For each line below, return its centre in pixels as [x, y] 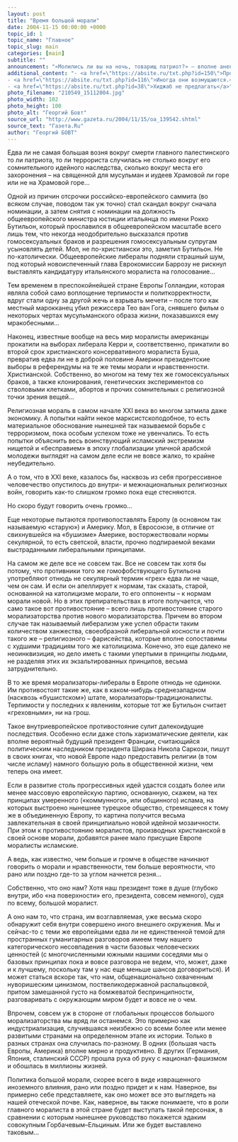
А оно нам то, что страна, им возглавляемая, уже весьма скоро [104, 917]
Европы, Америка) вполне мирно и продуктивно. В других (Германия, [114, 1051]
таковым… [23, 1132]
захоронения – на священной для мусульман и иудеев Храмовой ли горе [118, 175]
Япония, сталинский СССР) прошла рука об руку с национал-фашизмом [117, 1058]
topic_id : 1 [25, 34]
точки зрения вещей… [41, 397]
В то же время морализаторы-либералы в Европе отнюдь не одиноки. [114, 683]
